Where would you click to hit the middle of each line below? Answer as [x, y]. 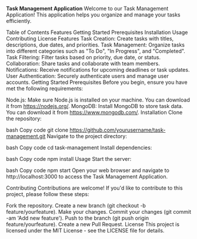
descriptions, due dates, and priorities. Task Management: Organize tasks [96, 45]
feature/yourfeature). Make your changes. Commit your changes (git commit [99, 212]
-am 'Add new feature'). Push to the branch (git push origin [78, 218]
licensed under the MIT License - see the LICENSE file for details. [85, 230]
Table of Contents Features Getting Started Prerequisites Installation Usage [97, 32]
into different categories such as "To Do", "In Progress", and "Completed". [96, 51]
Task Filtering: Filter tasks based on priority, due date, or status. [83, 57]
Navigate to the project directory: [87, 136]
